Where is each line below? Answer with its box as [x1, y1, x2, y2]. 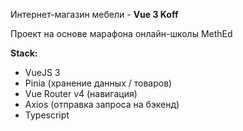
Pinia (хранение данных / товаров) [24, 77, 173, 89]
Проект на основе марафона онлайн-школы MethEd [10, 28, 233, 39]
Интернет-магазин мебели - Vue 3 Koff [10, 9, 179, 20]
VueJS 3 [24, 67, 61, 78]
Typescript [24, 109, 70, 121]
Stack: [10, 47, 38, 59]
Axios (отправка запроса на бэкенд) [24, 99, 180, 110]
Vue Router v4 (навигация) [24, 88, 138, 99]
